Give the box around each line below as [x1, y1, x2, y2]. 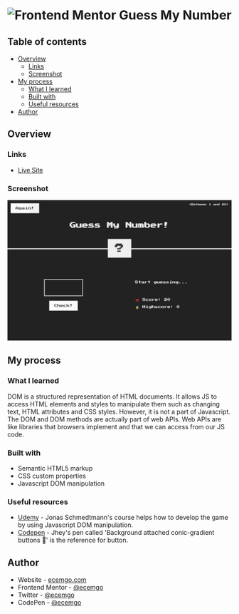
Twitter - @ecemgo [17, 590, 75, 599]
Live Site [17, 165, 43, 174]
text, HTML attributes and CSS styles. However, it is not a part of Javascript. [7, 407, 231, 416]
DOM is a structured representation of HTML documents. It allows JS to [7, 392, 217, 401]
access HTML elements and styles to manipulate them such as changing [7, 399, 221, 408]
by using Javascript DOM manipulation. [17, 521, 134, 529]
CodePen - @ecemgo [17, 598, 82, 607]
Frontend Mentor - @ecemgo [17, 583, 104, 592]
